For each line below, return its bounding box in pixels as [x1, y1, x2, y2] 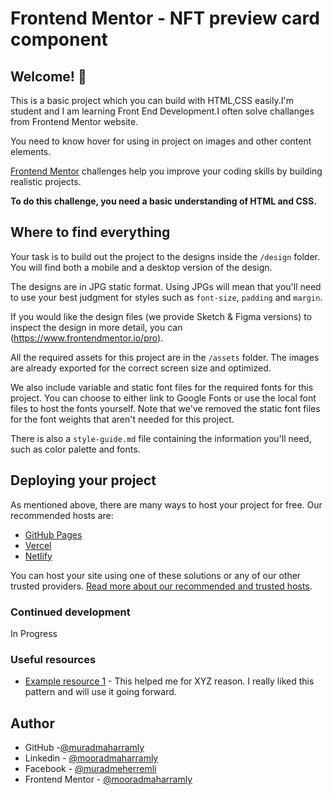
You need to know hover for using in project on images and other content [10, 135, 312, 147]
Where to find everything [10, 224, 171, 241]
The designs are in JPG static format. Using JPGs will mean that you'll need [10, 280, 322, 292]
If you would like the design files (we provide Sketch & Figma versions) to [10, 310, 313, 322]
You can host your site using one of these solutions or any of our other [10, 569, 302, 581]
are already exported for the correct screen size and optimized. [10, 362, 272, 374]
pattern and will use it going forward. [24, 686, 177, 698]
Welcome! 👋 [10, 68, 87, 85]
